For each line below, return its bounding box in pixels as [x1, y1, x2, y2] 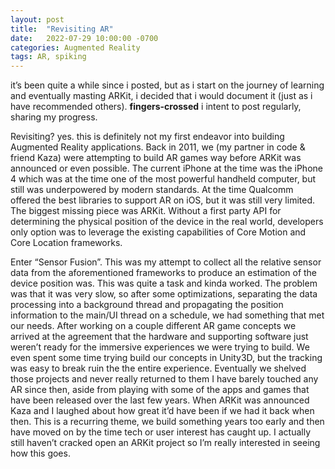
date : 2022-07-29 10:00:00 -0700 [10, 33, 159, 43]
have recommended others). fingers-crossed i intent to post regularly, [10, 101, 302, 113]
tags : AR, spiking [10, 52, 87, 62]
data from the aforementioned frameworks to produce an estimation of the [10, 267, 318, 279]
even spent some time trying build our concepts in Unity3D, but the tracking [10, 352, 323, 364]
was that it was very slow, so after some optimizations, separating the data [10, 288, 318, 300]
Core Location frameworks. [10, 237, 123, 249]
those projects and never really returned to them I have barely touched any [10, 373, 319, 385]
